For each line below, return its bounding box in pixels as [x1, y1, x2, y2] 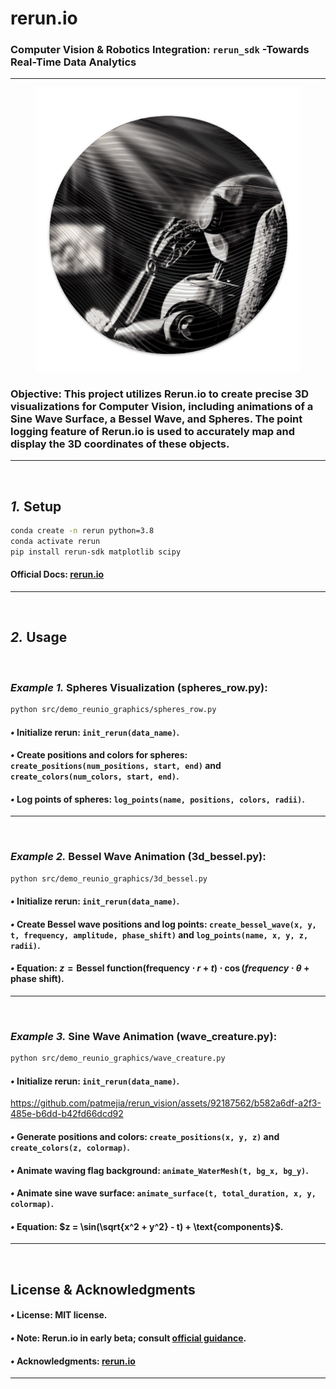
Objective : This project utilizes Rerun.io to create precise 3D [10, 387, 310, 401]
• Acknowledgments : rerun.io [10, 1355, 136, 1367]
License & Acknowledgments [10, 1281, 196, 1298]
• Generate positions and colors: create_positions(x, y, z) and [10, 1130, 280, 1142]
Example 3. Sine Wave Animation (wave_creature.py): [10, 1029, 278, 1043]
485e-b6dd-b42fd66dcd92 [10, 1108, 124, 1120]
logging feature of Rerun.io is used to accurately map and [10, 425, 295, 439]
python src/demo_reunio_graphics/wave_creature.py [10, 1053, 226, 1064]
